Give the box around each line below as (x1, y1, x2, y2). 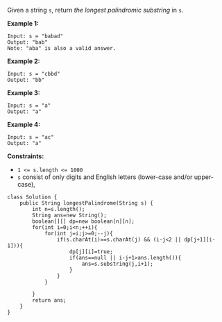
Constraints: (7, 152, 44, 160)
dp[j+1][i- (184, 236, 216, 243)
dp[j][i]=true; (69, 248, 113, 255)
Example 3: (7, 89, 40, 96)
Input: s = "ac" (7, 134, 54, 141)
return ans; (32, 297, 67, 304)
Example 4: (7, 121, 40, 128)
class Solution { (7, 194, 58, 201)
